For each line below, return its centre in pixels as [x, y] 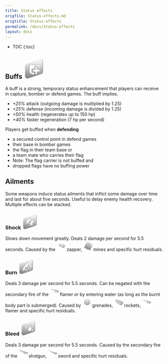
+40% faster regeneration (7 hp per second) [58, 119]
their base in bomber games [42, 144]
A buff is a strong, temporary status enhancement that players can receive [82, 88]
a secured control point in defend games [54, 139]
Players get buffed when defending [42, 129]
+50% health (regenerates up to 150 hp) [54, 114]
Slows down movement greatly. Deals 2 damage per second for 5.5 [74, 238]
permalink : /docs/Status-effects [40, 27]
